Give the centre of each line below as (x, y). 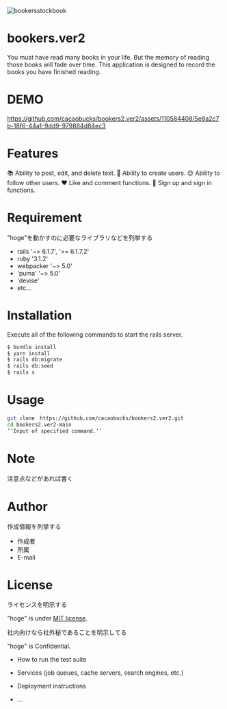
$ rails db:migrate (35, 360)
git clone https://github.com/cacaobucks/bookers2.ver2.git (95, 418)
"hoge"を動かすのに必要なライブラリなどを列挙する (80, 237)
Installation (40, 315)
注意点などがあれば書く (40, 478)
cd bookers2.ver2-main (39, 424)
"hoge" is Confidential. (39, 646)
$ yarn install (29, 353)
